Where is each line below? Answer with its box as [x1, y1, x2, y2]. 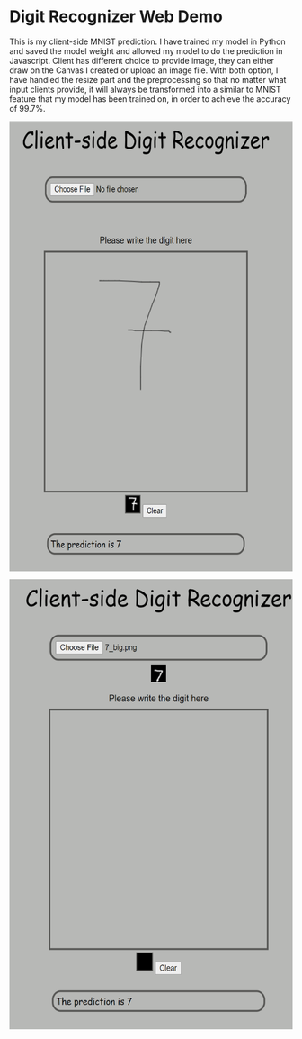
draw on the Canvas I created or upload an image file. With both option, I [9, 65, 279, 76]
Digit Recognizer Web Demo [9, 6, 223, 27]
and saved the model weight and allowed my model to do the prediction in [9, 45, 283, 56]
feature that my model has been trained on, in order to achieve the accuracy [9, 93, 291, 104]
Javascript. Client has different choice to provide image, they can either [9, 55, 274, 66]
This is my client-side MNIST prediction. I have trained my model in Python [9, 36, 286, 47]
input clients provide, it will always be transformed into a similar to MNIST [9, 84, 281, 95]
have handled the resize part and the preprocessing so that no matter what [9, 74, 287, 85]
